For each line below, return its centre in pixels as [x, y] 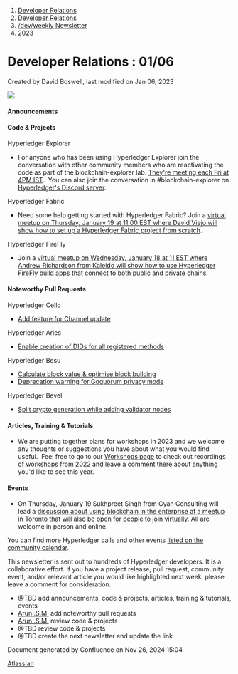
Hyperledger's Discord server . [62, 187]
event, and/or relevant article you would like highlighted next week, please [116, 577]
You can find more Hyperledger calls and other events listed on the [106, 540]
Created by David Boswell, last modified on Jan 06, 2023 [91, 81]
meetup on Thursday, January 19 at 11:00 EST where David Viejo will [118, 222]
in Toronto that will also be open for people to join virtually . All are [113, 519]
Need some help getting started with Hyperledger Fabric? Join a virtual [121, 215]
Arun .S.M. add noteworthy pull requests [77, 613]
